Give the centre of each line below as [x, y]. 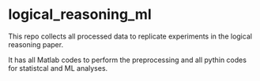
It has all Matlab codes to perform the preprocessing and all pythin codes [128, 60]
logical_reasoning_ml [80, 15]
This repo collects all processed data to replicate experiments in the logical [130, 36]
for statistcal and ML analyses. [58, 68]
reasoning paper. [36, 44]
